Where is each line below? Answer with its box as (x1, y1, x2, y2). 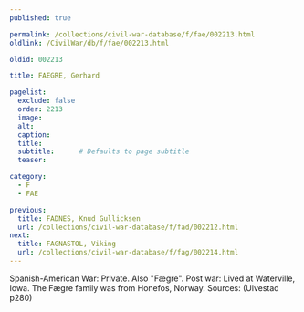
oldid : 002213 (9, 55, 64, 64)
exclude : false (17, 97, 76, 106)
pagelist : (9, 88, 47, 97)
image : (17, 113, 43, 122)
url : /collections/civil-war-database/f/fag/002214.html (17, 248, 239, 257)
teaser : (17, 156, 47, 165)
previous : (9, 205, 47, 214)
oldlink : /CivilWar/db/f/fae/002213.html (9, 38, 170, 47)
